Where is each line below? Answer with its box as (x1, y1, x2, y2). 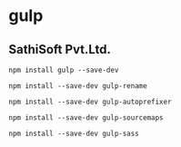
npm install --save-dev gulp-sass (8, 129, 140, 138)
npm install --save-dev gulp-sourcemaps (8, 113, 165, 122)
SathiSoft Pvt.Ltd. (8, 42, 111, 57)
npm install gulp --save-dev (8, 65, 119, 74)
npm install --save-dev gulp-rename (8, 82, 147, 91)
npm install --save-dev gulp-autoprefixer (8, 97, 172, 106)
